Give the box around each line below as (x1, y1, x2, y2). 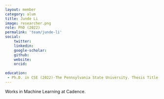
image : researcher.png (5, 20, 51, 26)
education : (5, 71, 27, 76)
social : (5, 35, 21, 40)
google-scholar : (14, 48, 47, 53)
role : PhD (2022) (5, 25, 41, 30)
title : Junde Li (5, 16, 38, 21)
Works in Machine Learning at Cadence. (5, 88, 86, 94)
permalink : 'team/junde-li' (5, 30, 62, 35)
